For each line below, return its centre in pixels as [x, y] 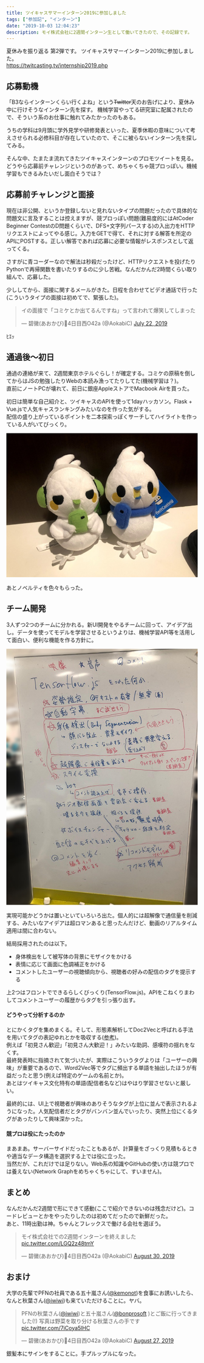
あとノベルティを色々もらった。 [46, 588]
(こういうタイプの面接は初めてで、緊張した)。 [64, 297]
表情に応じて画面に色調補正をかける [60, 964]
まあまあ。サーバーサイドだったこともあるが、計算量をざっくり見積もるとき [102, 1148]
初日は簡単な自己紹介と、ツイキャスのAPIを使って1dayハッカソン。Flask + [99, 401]
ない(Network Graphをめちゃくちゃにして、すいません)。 [93, 1171]
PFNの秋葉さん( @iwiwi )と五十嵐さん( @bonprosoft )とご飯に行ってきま [109, 1313]
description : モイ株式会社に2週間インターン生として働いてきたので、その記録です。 [99, 32]
